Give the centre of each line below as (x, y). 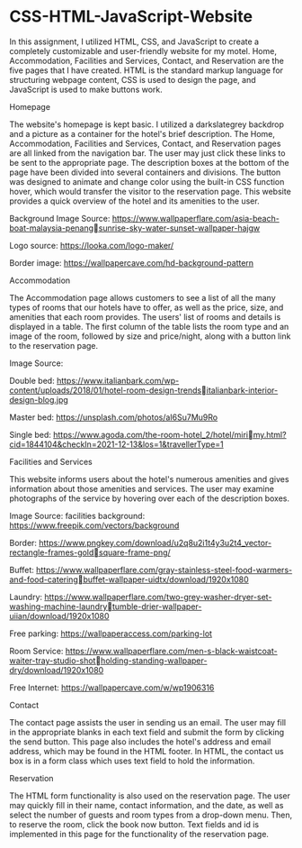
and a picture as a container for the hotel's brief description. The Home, (142, 133)
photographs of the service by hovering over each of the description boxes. (150, 498)
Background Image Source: (60, 218)
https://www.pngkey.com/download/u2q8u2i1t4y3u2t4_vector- (155, 543)
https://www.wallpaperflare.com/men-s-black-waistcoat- (171, 651)
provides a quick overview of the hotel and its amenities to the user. (134, 201)
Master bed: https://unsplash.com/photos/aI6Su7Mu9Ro (114, 417)
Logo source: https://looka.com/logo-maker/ (92, 245)
